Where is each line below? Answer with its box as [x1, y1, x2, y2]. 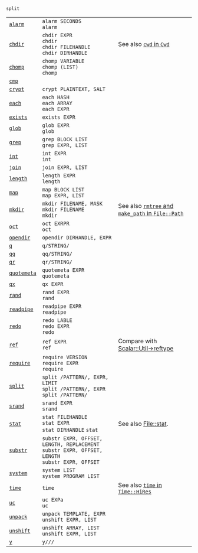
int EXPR [42, 150, 67, 157]
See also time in [117, 481, 162, 489]
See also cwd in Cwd [117, 40, 170, 48]
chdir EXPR [42, 32, 72, 38]
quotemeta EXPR [42, 267, 85, 274]
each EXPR [42, 106, 70, 112]
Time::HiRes [117, 489, 151, 495]
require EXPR [42, 360, 78, 366]
